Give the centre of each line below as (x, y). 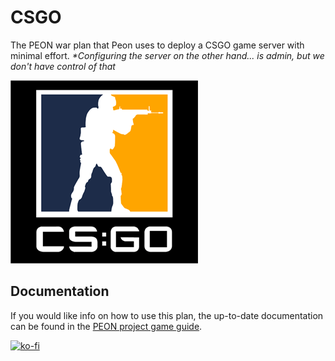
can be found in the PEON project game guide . (106, 326)
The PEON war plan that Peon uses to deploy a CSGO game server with (157, 45)
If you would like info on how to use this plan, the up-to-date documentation (167, 315)
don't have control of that (63, 66)
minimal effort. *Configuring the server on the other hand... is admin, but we (167, 55)
